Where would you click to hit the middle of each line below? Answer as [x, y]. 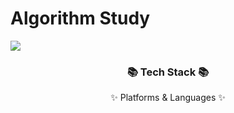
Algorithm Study [80, 18]
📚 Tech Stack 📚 [168, 72]
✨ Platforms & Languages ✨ [168, 98]
